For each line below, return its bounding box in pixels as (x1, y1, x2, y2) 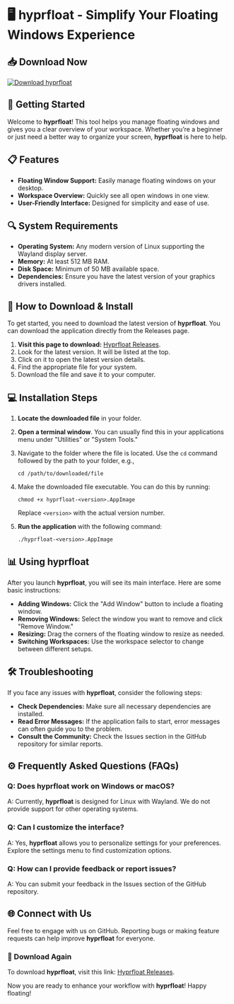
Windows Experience (7, 27, 136, 43)
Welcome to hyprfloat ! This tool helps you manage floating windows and (7, 117, 220, 126)
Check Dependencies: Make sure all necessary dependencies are (17, 702, 211, 711)
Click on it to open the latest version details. (17, 356, 146, 364)
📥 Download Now (7, 56, 88, 68)
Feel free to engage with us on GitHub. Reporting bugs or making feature (7, 926, 220, 935)
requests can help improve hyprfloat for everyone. (7, 934, 156, 942)
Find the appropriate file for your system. (17, 363, 137, 371)
